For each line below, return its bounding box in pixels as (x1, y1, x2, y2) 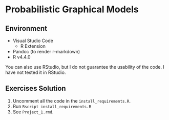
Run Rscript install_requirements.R (12, 103, 92, 109)
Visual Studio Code (12, 37, 54, 44)
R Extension (20, 43, 46, 49)
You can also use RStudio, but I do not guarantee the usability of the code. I (5, 64, 165, 70)
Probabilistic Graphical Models (5, 4, 139, 15)
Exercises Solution (5, 84, 66, 93)
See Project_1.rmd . (12, 109, 54, 115)
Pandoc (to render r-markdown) (12, 49, 80, 54)
